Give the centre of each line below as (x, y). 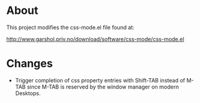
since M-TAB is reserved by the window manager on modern (103, 87)
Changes (29, 64)
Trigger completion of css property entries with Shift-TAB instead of (100, 80)
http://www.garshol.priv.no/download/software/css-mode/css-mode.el (95, 39)
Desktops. (28, 93)
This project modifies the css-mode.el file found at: (71, 27)
